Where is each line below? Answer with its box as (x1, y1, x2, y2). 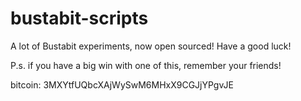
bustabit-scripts (10, 7, 149, 30)
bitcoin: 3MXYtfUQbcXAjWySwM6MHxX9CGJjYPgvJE (10, 78, 234, 91)
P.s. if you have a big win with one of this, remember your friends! (10, 59, 282, 71)
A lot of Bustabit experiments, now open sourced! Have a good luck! (10, 40, 292, 52)
